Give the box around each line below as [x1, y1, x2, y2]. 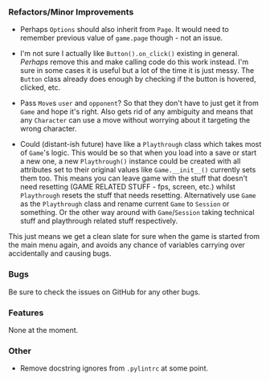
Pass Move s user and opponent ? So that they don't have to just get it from [19, 99, 259, 108]
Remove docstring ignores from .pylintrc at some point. [19, 363, 209, 373]
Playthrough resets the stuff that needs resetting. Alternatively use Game [19, 191, 256, 201]
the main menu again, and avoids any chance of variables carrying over [8, 240, 245, 250]
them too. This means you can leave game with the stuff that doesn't [19, 173, 247, 183]
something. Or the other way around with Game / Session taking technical [19, 208, 255, 217]
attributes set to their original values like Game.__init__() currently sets [19, 165, 256, 175]
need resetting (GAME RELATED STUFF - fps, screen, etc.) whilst [19, 182, 235, 192]
